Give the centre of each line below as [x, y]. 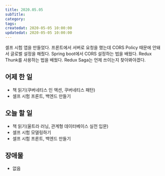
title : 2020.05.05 [24, 10]
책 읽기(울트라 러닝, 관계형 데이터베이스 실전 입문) [60, 126]
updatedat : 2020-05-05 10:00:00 [39, 33]
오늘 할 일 [19, 113]
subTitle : [15, 14]
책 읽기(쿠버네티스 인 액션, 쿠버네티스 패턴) [54, 90]
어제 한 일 [19, 77]
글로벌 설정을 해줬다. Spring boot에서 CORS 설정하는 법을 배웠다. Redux [81, 54]
